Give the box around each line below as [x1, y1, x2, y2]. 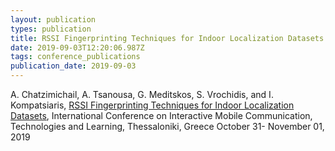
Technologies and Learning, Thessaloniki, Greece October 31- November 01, [10, 121, 325, 132]
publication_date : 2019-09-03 [10, 61, 137, 71]
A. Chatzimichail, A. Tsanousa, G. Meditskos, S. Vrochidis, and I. [10, 89, 274, 100]
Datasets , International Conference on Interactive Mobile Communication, [10, 110, 313, 121]
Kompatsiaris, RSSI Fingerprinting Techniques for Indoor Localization [10, 99, 295, 111]
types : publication [10, 24, 92, 34]
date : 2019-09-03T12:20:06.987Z [10, 42, 145, 53]
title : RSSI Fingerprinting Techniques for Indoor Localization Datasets [10, 33, 325, 43]
